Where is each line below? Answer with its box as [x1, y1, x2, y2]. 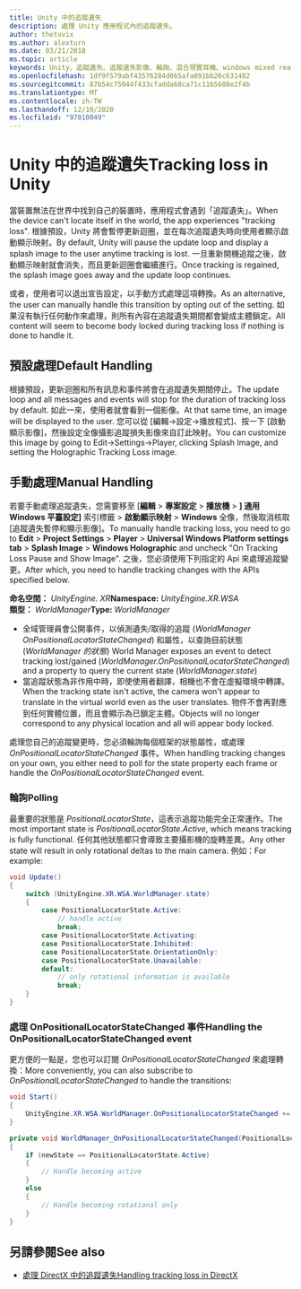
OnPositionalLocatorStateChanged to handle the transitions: [9, 1076, 232, 1086]
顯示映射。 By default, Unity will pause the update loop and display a [16, 237, 269, 248]
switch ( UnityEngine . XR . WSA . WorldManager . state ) [25, 889, 211, 898]
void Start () [9, 1093, 58, 1102]
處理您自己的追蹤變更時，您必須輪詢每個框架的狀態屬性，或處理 [9, 736, 245, 747]
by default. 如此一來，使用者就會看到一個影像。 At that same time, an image [9, 405, 288, 415]
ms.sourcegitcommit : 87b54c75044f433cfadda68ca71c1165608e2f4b [9, 80, 251, 89]
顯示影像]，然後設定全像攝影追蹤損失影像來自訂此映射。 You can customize [9, 427, 287, 438]
